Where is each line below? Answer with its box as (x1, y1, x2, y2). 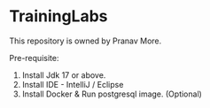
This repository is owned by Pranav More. (9, 35, 162, 46)
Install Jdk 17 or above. (21, 69, 106, 81)
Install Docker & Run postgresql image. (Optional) (21, 89, 202, 99)
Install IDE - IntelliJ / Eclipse (21, 79, 124, 89)
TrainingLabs (9, 6, 108, 27)
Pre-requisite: (9, 52, 59, 63)
